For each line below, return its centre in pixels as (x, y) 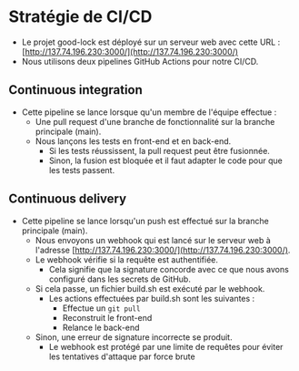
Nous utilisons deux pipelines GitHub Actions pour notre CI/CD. (140, 61)
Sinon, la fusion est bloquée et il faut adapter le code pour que (165, 160)
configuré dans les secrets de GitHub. (120, 279)
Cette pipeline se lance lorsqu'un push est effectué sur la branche (145, 221)
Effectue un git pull (101, 308)
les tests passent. (82, 170)
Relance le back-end (101, 327)
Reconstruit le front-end (107, 317)
